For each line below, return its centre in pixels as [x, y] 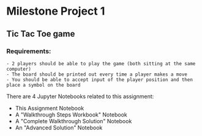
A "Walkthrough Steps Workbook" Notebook [71, 115]
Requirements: [29, 51]
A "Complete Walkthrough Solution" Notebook [73, 121]
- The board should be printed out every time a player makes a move [97, 74]
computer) [19, 69]
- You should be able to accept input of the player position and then [99, 80]
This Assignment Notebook [50, 108]
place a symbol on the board [43, 85]
